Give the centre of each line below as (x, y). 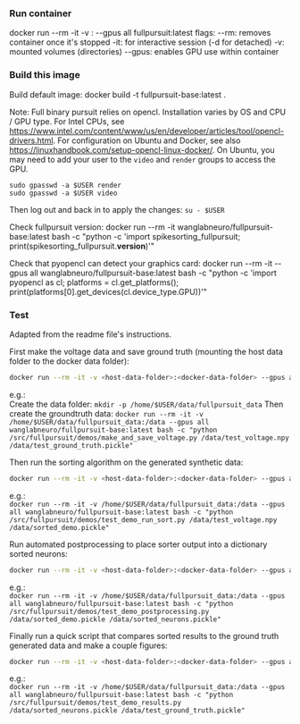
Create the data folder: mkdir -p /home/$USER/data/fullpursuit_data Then (146, 404)
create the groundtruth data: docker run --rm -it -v (106, 413)
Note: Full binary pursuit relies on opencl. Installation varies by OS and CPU (148, 112)
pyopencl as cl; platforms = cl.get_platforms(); (94, 282)
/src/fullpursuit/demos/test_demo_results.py (95, 703)
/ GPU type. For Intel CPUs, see (67, 121)
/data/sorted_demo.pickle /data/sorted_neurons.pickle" (115, 619)
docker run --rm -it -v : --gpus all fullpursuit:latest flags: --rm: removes (140, 33)
